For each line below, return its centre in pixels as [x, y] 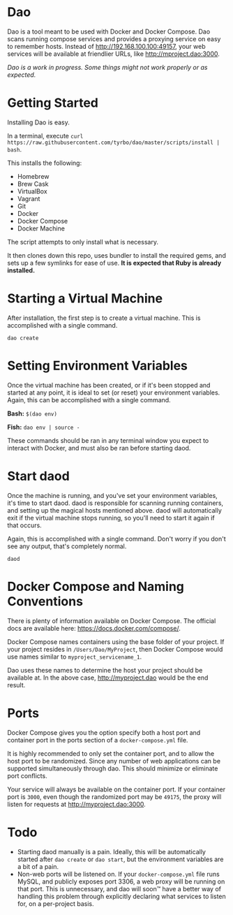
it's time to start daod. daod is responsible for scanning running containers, [115, 503]
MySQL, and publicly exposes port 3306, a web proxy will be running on [121, 881]
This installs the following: [45, 163]
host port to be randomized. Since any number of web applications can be [114, 761]
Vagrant [29, 198]
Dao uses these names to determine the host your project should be [105, 670]
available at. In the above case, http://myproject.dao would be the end [108, 678]
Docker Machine [41, 228]
